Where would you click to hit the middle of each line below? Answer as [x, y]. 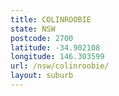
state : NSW [33, 29]
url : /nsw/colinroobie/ [60, 66]
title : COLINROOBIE [51, 19]
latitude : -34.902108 [55, 47]
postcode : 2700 [42, 38]
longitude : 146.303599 [57, 57]
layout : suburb [42, 76]
